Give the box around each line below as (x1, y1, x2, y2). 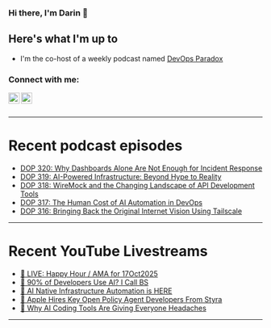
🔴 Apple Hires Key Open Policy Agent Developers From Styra (19, 294, 223, 304)
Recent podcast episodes (8, 137, 183, 155)
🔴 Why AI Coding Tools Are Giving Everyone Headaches (19, 303, 207, 313)
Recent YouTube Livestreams (8, 242, 208, 261)
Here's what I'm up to (8, 32, 119, 46)
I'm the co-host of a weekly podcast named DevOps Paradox (19, 53, 223, 63)
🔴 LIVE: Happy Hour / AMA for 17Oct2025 (19, 268, 159, 278)
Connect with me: (8, 74, 80, 85)
